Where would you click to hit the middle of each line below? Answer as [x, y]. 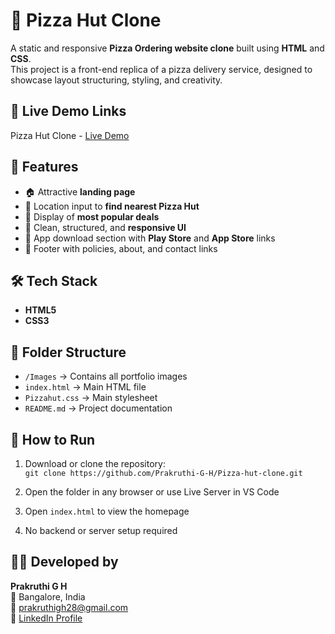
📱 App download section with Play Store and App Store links [150, 238]
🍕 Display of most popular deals [92, 216]
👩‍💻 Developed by [64, 562]
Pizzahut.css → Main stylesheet [91, 398]
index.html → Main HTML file [85, 387]
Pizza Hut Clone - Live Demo [70, 135]
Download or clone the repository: [95, 463]
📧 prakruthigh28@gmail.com [69, 607]
